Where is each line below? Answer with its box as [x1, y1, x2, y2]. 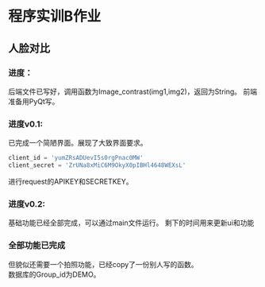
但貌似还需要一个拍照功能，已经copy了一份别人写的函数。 [8, 259, 198, 269]
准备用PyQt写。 [8, 96, 60, 106]
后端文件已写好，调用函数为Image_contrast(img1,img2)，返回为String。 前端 [8, 87, 258, 96]
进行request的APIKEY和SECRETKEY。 [8, 176, 133, 186]
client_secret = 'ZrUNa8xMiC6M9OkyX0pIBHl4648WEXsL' [8, 161, 186, 169]
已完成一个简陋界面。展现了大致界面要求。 [8, 138, 148, 148]
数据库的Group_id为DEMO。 [8, 270, 101, 279]
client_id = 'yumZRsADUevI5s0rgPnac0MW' [8, 154, 144, 162]
